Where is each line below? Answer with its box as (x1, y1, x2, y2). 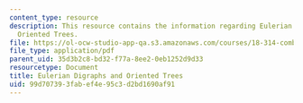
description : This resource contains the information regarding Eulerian (9, 21, 293, 30)
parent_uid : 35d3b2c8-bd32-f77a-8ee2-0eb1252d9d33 (9, 55, 204, 64)
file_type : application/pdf (9, 47, 115, 56)
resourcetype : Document (9, 64, 99, 73)
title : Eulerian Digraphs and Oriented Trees (9, 72, 183, 81)
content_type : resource (9, 13, 99, 22)
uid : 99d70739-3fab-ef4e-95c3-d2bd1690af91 (9, 80, 176, 89)
